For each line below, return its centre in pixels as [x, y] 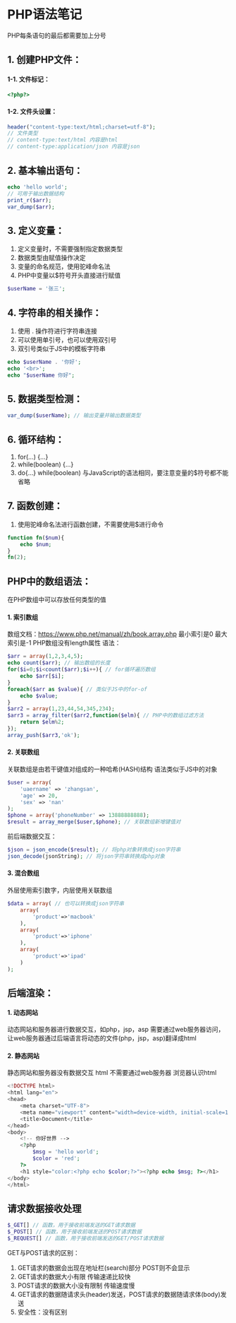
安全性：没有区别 [42, 1312]
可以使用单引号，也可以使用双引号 [67, 339]
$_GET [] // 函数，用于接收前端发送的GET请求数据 [72, 1225]
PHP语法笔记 [45, 14]
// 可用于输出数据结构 [36, 194]
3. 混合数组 [24, 873]
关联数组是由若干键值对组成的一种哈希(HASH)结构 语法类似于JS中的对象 [112, 769]
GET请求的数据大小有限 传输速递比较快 [74, 1276]
